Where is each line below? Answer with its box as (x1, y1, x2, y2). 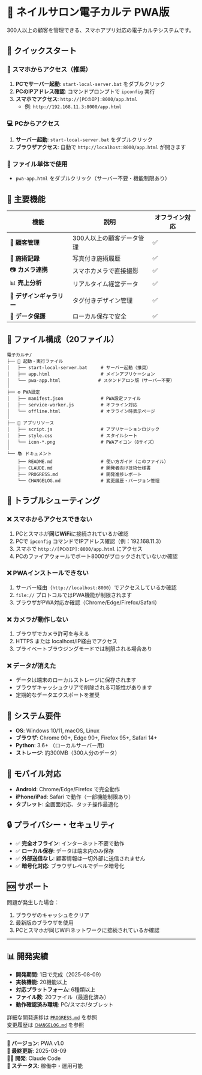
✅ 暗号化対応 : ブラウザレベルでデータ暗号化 (15, 862, 125, 869)
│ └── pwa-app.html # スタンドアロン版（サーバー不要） (7, 377, 175, 384)
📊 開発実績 (7, 951, 49, 962)
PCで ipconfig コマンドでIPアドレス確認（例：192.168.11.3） (15, 537, 164, 545)
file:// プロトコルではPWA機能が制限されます (15, 591, 132, 598)
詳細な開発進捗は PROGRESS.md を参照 (7, 1014, 98, 1021)
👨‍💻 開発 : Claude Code (7, 1055, 61, 1062)
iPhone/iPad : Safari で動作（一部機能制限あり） (15, 793, 134, 800)
